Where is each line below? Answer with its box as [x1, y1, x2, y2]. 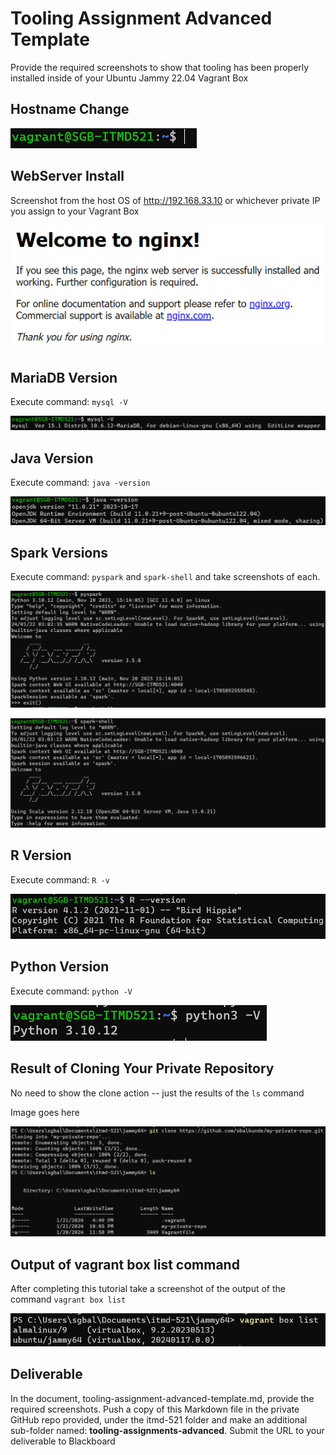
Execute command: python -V [10, 985, 133, 997]
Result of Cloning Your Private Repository [10, 1060, 275, 1077]
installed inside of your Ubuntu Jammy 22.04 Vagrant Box [10, 72, 249, 84]
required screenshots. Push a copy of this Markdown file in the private [10, 1403, 300, 1415]
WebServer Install [10, 168, 125, 185]
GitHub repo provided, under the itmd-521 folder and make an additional [10, 1413, 308, 1426]
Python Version [10, 958, 110, 976]
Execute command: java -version [10, 477, 151, 489]
